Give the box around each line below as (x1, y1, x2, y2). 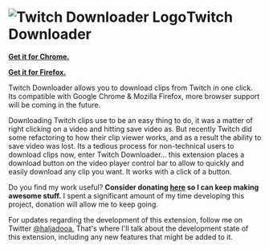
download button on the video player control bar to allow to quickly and (8, 158, 245, 168)
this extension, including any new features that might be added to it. (8, 232, 233, 241)
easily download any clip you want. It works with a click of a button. (8, 166, 232, 176)
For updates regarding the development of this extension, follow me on (8, 215, 243, 224)
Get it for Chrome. (8, 51, 70, 61)
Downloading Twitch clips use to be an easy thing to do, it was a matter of (8, 115, 253, 125)
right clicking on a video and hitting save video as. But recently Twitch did (8, 124, 253, 133)
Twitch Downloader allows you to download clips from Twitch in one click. (8, 83, 253, 92)
